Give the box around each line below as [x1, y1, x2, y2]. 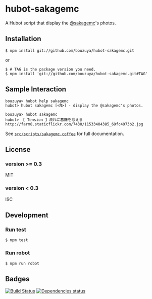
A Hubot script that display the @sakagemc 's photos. [5, 20, 116, 26]
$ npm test [5, 238, 28, 243]
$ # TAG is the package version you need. [5, 67, 96, 72]
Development [5, 211, 49, 219]
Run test [5, 226, 26, 233]
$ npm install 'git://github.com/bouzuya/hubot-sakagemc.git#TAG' [5, 71, 148, 76]
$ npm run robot [5, 261, 39, 266]
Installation [5, 35, 41, 43]
